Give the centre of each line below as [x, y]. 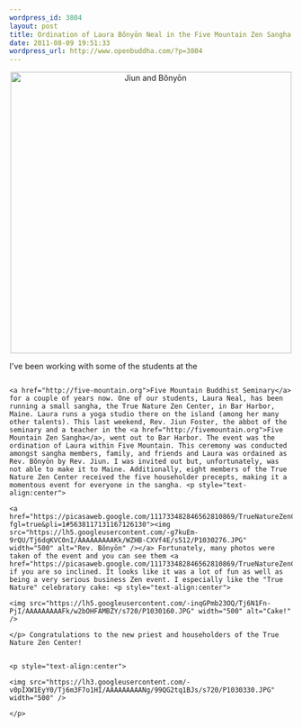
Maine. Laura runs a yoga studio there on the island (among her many [144, 414]
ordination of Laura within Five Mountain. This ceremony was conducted [148, 446]
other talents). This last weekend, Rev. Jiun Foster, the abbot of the [148, 423]
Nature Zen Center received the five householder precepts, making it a [148, 477]
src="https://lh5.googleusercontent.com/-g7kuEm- [104, 532]
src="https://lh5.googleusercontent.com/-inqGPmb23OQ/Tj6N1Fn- [150, 604]
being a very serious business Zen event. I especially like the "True [146, 580]
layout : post [34, 26]
